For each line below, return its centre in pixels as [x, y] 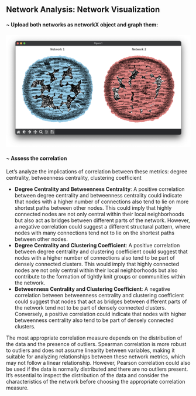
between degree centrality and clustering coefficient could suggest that [101, 251]
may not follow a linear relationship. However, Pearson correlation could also [98, 363]
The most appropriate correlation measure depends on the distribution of [94, 338]
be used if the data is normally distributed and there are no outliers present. [97, 369]
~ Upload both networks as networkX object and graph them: [82, 24]
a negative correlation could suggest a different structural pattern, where [102, 226]
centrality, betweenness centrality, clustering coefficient [74, 177]
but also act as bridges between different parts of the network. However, [102, 220]
